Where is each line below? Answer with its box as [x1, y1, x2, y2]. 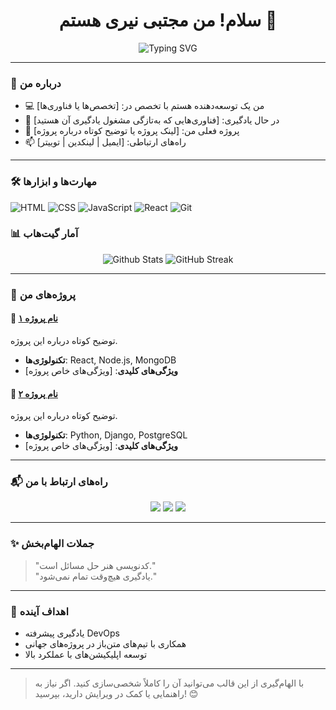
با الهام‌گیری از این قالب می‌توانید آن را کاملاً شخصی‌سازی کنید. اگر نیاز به [34, 677, 305, 689]
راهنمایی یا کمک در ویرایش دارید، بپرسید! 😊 [34, 688, 199, 700]
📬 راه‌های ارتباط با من [10, 475, 108, 489]
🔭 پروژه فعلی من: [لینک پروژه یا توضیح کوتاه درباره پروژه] [24, 125, 240, 137]
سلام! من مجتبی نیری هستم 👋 [58, 9, 278, 32]
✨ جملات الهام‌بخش [10, 537, 95, 551]
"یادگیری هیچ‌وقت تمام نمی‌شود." [34, 570, 157, 582]
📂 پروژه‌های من [10, 287, 77, 301]
